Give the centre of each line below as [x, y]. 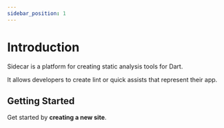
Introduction [43, 47]
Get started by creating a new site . [57, 118]
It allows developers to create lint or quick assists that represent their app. [112, 79]
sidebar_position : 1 [37, 13]
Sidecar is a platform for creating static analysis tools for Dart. [95, 66]
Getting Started [41, 101]
